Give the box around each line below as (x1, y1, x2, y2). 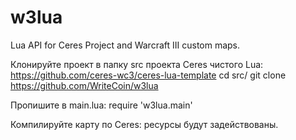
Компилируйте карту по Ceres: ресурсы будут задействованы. (10, 118, 279, 130)
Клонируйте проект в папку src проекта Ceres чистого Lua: (10, 58, 264, 70)
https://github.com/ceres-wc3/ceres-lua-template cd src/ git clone (10, 69, 287, 81)
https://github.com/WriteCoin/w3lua (10, 79, 159, 91)
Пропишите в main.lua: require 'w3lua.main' (10, 99, 193, 111)
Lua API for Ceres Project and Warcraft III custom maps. (10, 39, 241, 51)
